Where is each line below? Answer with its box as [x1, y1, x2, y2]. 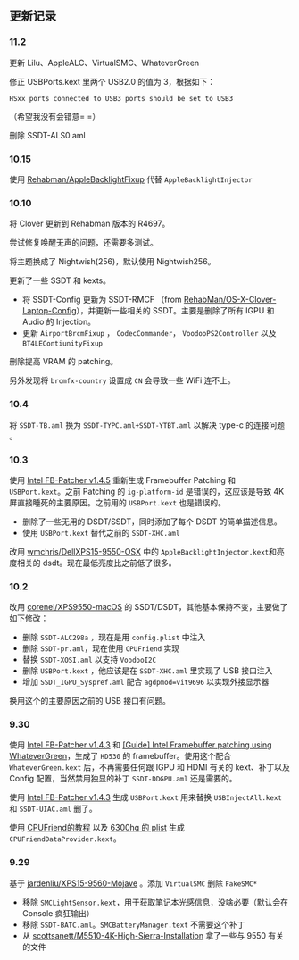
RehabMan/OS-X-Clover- [183, 294, 277, 305]
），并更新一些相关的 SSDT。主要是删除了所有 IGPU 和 [76, 305, 275, 316]
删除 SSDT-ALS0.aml [9, 129, 87, 140]
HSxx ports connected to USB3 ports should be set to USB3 [9, 94, 234, 103]
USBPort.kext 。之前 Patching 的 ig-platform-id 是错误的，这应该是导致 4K [9, 486, 285, 497]
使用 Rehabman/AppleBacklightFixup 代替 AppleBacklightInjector [9, 173, 253, 185]
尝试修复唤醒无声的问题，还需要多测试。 [9, 238, 158, 248]
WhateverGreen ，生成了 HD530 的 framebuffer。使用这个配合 [9, 751, 232, 762]
